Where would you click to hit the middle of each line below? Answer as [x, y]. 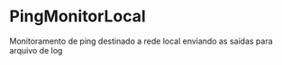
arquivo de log [36, 50]
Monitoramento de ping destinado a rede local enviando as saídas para [141, 41]
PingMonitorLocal [77, 16]
